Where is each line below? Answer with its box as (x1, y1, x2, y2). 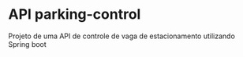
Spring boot (8, 39, 47, 48)
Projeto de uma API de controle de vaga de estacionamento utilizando (8, 31, 235, 41)
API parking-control (8, 5, 141, 23)
